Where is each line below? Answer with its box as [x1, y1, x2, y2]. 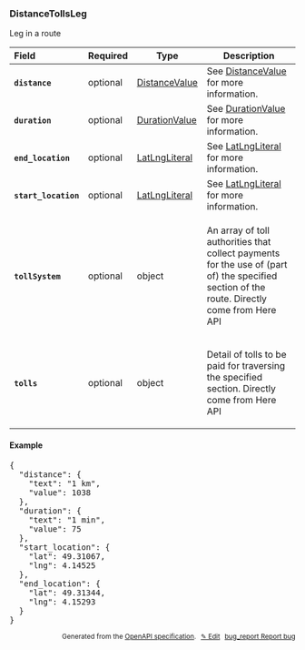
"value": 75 [28, 523, 82, 534]
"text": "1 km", [28, 478, 102, 489]
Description [222, 49, 275, 62]
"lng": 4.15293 [28, 596, 96, 607]
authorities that [206, 236, 271, 249]
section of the [206, 281, 266, 294]
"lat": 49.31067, [28, 551, 106, 562]
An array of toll [206, 224, 271, 237]
